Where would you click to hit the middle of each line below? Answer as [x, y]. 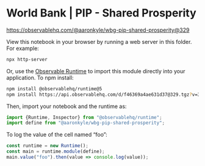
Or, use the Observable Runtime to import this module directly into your [96, 71]
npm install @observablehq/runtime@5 [54, 88]
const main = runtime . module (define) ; [56, 152]
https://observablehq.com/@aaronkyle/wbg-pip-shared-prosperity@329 [98, 30]
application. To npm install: [40, 78]
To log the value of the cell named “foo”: [57, 135]
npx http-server [27, 59]
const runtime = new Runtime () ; [47, 146]
